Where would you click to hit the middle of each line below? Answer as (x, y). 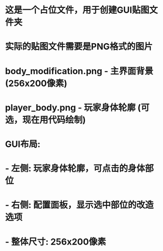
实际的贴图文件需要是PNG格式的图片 (79, 47)
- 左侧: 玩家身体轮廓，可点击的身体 (75, 169)
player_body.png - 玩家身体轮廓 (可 (77, 107)
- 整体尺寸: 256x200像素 (56, 242)
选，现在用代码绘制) (45, 120)
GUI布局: (23, 144)
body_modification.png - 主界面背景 (79, 71)
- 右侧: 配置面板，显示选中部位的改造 (79, 205)
